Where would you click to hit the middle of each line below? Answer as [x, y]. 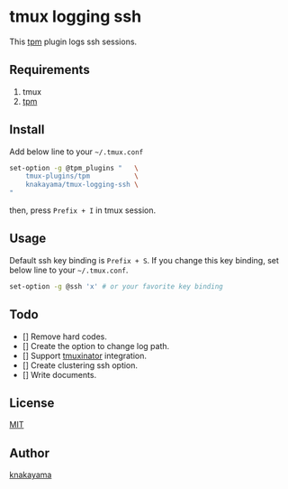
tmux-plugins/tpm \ [82, 176]
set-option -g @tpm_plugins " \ [74, 168]
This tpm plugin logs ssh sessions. [73, 42]
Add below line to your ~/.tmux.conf [76, 152]
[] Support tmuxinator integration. [84, 355]
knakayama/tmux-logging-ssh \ [82, 185]
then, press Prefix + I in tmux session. [83, 210]
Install [27, 129]
